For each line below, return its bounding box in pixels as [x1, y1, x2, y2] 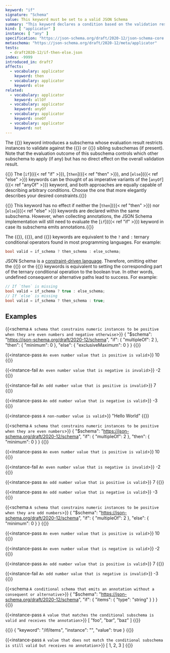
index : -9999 [5, 54, 33, 60]
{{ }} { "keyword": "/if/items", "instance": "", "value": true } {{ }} [5, 627, 134, 633]
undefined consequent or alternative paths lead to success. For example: [5, 274, 158, 280]
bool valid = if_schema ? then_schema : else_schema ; [5, 249, 121, 254]
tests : [5, 45, 19, 50]
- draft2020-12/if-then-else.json [10, 50, 82, 55]
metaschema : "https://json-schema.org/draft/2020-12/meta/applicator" [5, 41, 157, 46]
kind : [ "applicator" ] [5, 26, 56, 31]
